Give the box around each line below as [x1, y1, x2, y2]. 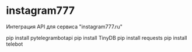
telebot [6, 40, 23, 47]
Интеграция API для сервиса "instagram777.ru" [6, 23, 123, 30]
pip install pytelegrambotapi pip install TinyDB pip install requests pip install [6, 34, 187, 41]
